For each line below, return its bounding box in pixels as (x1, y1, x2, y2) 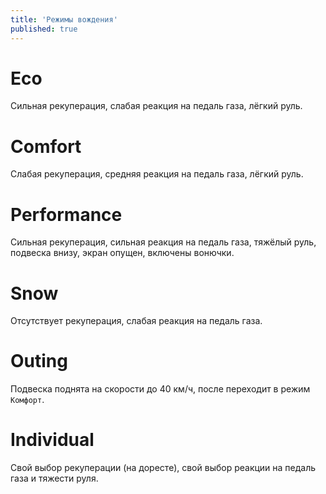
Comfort (10, 135, 82, 158)
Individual (10, 429, 95, 451)
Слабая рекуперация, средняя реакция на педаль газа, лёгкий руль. (10, 168, 304, 180)
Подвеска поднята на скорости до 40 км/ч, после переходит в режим (10, 383, 311, 395)
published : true (10, 24, 78, 34)
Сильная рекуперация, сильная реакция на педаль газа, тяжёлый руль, (10, 236, 317, 248)
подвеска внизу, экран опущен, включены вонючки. (10, 247, 235, 259)
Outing (10, 350, 68, 373)
